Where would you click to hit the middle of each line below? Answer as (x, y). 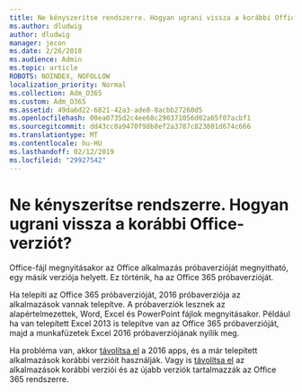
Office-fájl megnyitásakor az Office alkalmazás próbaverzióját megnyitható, (149, 268)
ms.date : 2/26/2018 (46, 51)
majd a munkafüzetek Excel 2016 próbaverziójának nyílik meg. (124, 333)
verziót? (41, 243)
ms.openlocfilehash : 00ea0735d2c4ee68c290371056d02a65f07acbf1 (130, 118)
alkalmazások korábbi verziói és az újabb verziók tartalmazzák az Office (143, 369)
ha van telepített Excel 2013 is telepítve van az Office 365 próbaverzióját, (144, 324)
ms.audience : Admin (46, 59)
